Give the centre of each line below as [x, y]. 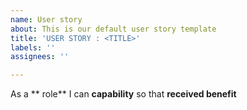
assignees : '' [40, 57]
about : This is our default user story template [113, 29]
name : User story [46, 19]
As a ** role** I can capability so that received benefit [123, 94]
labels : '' [33, 47]
